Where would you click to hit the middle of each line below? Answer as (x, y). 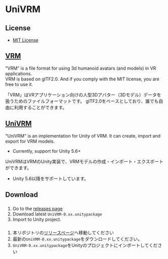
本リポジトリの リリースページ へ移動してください (63, 232)
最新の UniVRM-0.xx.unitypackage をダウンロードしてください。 (77, 239)
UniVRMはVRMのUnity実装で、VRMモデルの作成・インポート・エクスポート (84, 161)
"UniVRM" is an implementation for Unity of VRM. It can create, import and (83, 136)
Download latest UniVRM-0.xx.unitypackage (57, 214)
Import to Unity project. (37, 219)
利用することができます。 (40, 107)
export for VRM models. (30, 141)
